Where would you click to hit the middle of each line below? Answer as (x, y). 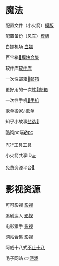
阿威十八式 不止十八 (25, 247)
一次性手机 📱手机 (22, 100)
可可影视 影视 (19, 205)
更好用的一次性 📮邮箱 (27, 89)
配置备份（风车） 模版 (27, 36)
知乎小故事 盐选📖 (22, 121)
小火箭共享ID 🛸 (21, 155)
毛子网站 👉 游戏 (22, 258)
